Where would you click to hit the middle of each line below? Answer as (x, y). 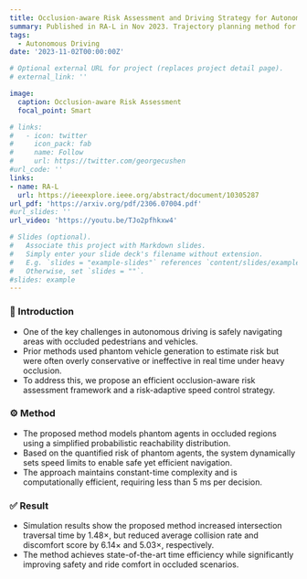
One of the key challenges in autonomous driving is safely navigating (153, 331)
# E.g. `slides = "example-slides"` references (106, 263)
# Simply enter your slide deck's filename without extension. (136, 254)
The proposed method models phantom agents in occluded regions (149, 433)
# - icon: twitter (49, 135)
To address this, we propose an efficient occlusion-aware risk (139, 380)
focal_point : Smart (55, 111)
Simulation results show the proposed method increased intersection (152, 526)
